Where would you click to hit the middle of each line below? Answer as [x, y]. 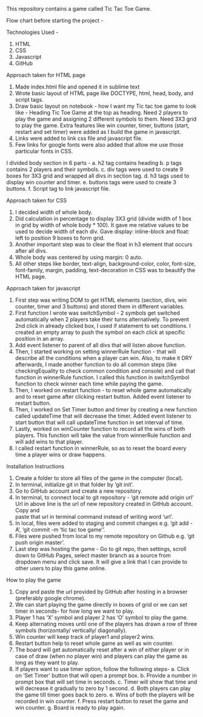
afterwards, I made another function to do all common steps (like [96, 364]
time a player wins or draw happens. [60, 455]
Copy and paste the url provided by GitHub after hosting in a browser [101, 592]
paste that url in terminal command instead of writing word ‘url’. [94, 517]
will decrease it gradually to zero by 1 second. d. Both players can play [103, 688]
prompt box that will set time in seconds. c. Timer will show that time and [106, 682]
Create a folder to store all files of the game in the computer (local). [99, 478]
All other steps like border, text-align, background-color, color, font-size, [105, 264]
